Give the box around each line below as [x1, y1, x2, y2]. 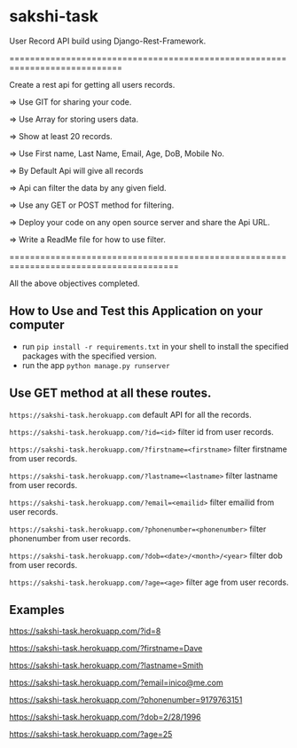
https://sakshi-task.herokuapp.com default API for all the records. [9, 409, 252, 420]
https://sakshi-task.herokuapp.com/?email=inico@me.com [9, 677, 223, 689]
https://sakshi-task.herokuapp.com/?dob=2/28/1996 [9, 712, 201, 722]
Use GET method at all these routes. [9, 386, 212, 401]
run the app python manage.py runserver [21, 359, 170, 370]
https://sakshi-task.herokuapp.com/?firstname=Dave [9, 643, 203, 654]
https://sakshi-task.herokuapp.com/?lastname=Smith [9, 660, 204, 671]
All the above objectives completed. [9, 278, 140, 288]
